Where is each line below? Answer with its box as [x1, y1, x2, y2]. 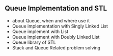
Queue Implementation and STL [5, 4, 107, 13]
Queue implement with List [12, 28, 69, 35]
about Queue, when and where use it [12, 17, 90, 23]
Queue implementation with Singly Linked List [12, 23, 108, 29]
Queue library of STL [12, 39, 56, 45]
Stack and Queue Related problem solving [12, 44, 101, 50]
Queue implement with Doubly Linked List [12, 34, 100, 40]
